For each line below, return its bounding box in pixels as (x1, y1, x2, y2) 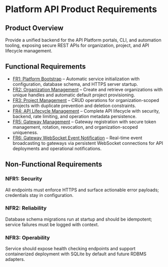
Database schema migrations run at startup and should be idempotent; (5, 216, 152, 222)
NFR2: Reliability (5, 204, 47, 211)
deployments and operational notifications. (12, 145, 102, 151)
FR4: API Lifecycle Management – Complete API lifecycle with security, (12, 108, 160, 114)
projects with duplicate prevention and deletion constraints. (12, 102, 136, 109)
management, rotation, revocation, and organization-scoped (12, 124, 138, 130)
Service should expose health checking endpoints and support (5, 246, 136, 252)
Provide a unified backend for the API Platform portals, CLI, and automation (5, 37, 161, 43)
